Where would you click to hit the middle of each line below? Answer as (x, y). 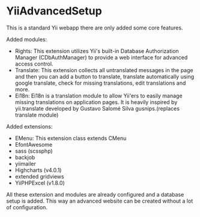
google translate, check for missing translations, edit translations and (100, 83)
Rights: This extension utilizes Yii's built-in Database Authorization (97, 51)
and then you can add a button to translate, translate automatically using (105, 76)
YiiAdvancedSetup (54, 11)
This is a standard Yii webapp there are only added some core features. (95, 28)
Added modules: (26, 39)
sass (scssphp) (34, 151)
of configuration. (27, 207)
